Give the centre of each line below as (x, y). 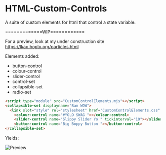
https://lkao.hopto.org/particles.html (42, 46)
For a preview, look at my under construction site (55, 41)
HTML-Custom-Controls (56, 9)
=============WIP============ (45, 32)
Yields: (12, 138)
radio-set (21, 92)
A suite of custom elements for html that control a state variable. (70, 22)
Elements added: (22, 56)
